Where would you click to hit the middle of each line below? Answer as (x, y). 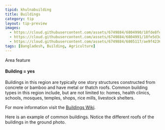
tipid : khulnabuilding (28, 10)
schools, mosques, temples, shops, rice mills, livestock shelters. (70, 98)
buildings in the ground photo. (36, 122)
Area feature (18, 60)
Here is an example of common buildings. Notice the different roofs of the (80, 117)
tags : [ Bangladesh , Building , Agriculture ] (50, 46)
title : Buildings (23, 14)
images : (13, 28)
